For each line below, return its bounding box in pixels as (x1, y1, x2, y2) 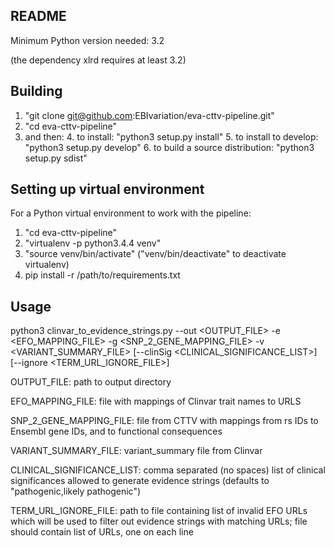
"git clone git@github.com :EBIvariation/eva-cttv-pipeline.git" (24, 109, 275, 121)
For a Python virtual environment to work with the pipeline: (10, 207, 252, 219)
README (10, 8, 67, 25)
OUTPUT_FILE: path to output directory (10, 376, 172, 388)
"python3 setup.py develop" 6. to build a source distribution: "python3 (24, 141, 315, 153)
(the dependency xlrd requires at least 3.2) (10, 54, 187, 66)
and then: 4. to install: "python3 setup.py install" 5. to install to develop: (24, 130, 319, 143)
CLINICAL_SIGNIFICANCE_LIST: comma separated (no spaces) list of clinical (10, 464, 326, 476)
